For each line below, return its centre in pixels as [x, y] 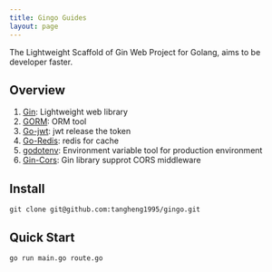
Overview [38, 90]
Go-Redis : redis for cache [71, 141]
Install [27, 188]
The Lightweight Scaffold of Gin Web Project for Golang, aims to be [135, 52]
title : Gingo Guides [49, 18]
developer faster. [41, 62]
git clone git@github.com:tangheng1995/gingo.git [105, 209]
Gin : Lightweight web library [75, 112]
